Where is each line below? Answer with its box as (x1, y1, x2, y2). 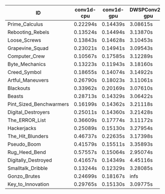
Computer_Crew (7, 53, 45, 60)
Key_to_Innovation (7, 181, 50, 188)
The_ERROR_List (7, 117, 46, 124)
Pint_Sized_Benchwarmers (7, 101, 69, 107)
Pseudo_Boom (7, 141, 41, 147)
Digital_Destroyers (7, 109, 50, 115)
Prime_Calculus (7, 21, 43, 28)
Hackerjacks (7, 125, 37, 131)
